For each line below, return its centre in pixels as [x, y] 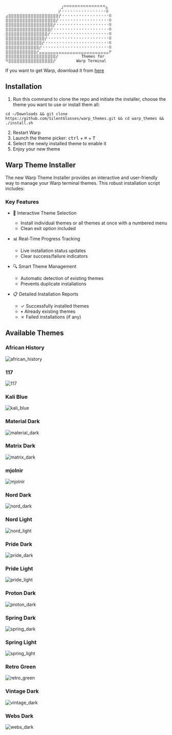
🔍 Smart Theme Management [44, 266]
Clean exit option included [48, 228]
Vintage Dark [22, 691]
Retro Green [21, 667]
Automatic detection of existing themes [62, 278]
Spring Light [21, 642]
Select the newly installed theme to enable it [60, 143]
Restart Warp [27, 132]
